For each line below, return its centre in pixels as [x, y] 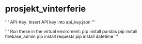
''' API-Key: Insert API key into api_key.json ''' [50, 22]
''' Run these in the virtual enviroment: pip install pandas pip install [71, 31]
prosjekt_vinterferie [46, 9]
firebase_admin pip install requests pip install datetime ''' [62, 36]
